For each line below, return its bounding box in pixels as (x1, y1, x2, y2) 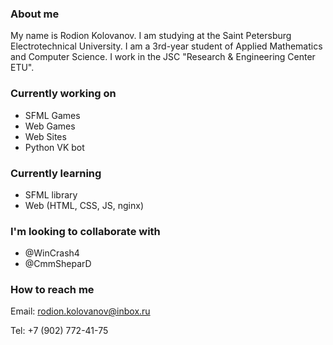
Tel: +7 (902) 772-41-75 (10, 325, 109, 337)
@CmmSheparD (24, 258, 92, 270)
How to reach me (10, 283, 95, 297)
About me (10, 7, 60, 21)
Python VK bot (24, 141, 85, 153)
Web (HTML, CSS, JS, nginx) (24, 199, 145, 211)
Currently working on (10, 87, 117, 101)
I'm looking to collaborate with (10, 224, 161, 238)
